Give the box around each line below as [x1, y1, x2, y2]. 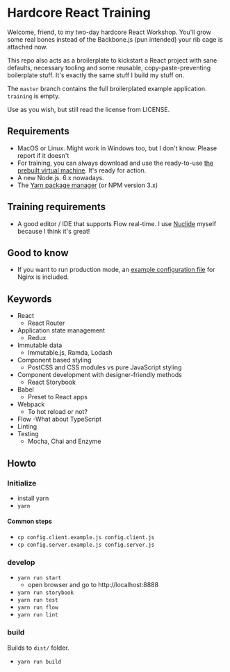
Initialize [7, 478, 37, 488]
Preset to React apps [27, 393, 88, 401]
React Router [27, 319, 65, 328]
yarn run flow [17, 604, 58, 611]
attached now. [7, 42, 48, 51]
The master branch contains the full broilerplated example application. [7, 84, 207, 93]
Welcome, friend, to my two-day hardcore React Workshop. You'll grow [7, 28, 212, 36]
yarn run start [17, 575, 62, 582]
